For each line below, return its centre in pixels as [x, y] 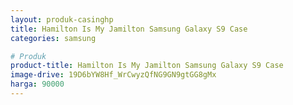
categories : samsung [53, 38]
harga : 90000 [37, 84]
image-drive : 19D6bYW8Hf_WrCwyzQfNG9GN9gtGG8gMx [113, 75]
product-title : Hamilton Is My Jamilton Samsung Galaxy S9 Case [147, 66]
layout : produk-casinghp [62, 19]
